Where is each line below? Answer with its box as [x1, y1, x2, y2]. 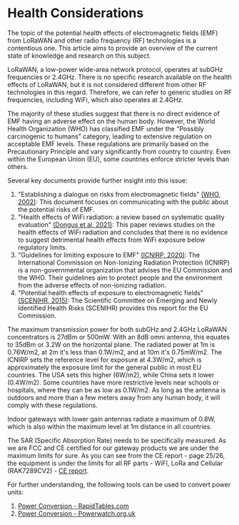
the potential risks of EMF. [17, 205, 95, 213]
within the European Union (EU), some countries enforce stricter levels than [7, 155, 230, 163]
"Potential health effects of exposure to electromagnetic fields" [17, 288, 203, 297]
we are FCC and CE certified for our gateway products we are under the [7, 444, 219, 452]
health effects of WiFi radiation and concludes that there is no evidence [17, 228, 228, 236]
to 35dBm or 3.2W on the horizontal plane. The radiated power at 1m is [7, 340, 215, 349]
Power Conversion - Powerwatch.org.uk [17, 509, 136, 518]
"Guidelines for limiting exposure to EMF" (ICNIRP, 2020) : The [17, 250, 200, 259]
